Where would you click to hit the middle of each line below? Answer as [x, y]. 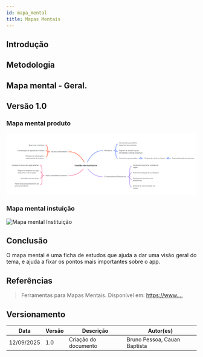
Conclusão [27, 241]
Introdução [27, 44]
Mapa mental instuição [41, 209]
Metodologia [31, 65]
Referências [30, 280]
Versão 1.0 [27, 106]
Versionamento [36, 314]
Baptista [137, 346]
